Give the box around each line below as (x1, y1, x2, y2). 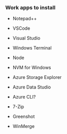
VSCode (12, 25, 30, 31)
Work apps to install (5, 4, 56, 11)
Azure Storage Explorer (12, 74, 62, 80)
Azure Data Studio (12, 84, 51, 90)
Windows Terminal (12, 45, 52, 51)
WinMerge (12, 123, 35, 129)
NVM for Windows (12, 65, 51, 71)
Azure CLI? (12, 94, 36, 100)
